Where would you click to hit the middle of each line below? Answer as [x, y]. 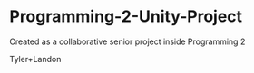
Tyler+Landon [35, 59]
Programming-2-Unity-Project [126, 17]
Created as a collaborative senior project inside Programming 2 [127, 41]
